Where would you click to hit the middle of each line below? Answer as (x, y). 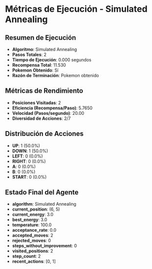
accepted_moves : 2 (33, 235)
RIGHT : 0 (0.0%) (29, 161)
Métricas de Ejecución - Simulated (76, 9)
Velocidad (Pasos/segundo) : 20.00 (48, 113)
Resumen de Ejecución (41, 38)
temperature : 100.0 (32, 225)
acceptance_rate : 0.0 (34, 230)
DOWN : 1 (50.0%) (30, 151)
